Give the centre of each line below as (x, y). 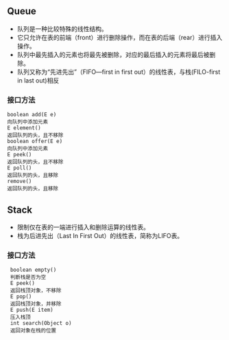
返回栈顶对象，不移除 (36, 291)
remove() (20, 182)
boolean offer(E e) (35, 141)
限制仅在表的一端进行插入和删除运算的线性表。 (83, 227)
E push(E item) (32, 310)
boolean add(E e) (32, 115)
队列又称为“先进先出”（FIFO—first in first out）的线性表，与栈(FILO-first (119, 72)
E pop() (21, 297)
